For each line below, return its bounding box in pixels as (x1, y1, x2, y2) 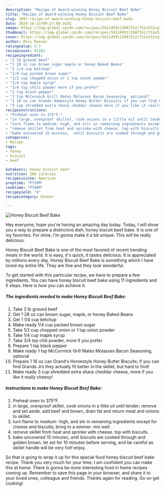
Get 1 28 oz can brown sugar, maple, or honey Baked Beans (12, 311, 134, 317)
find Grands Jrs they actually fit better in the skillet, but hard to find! (12, 363, 150, 369)
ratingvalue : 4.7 (5, 44, 41, 49)
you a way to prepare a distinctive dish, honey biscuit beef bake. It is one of (5, 227, 158, 232)
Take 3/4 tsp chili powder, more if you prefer (12, 337, 103, 343)
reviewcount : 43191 (5, 48, 46, 53)
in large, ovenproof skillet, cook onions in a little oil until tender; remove (12, 403, 157, 408)
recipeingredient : (5, 53, 43, 58)
